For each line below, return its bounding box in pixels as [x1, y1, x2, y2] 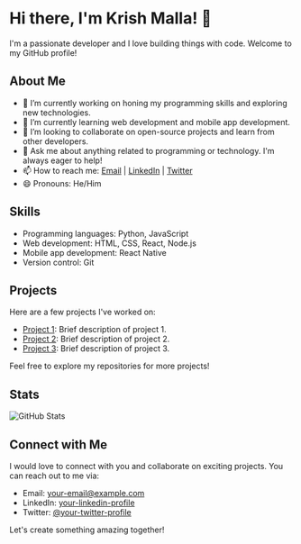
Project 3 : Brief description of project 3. [22, 343, 170, 354]
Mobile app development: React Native [22, 247, 167, 258]
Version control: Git [22, 257, 95, 267]
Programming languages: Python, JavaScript [22, 228, 189, 239]
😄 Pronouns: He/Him [22, 177, 102, 188]
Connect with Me [9, 437, 108, 452]
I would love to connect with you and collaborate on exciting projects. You [9, 461, 284, 471]
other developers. [22, 135, 88, 147]
